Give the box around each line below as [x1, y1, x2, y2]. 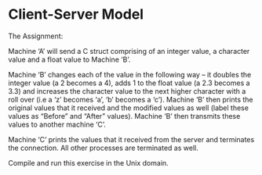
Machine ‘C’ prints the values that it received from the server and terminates [8, 134, 255, 144]
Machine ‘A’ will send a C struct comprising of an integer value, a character [8, 46, 250, 55]
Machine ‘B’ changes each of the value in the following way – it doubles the [8, 70, 252, 79]
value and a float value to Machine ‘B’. [8, 55, 131, 64]
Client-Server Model [8, 5, 144, 23]
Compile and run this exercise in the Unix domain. [8, 158, 169, 167]
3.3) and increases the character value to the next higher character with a [8, 86, 246, 95]
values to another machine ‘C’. [8, 120, 106, 129]
